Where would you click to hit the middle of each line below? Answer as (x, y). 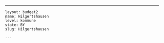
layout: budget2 (21, 12)
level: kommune (20, 21)
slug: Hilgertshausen (27, 29)
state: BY (15, 25)
